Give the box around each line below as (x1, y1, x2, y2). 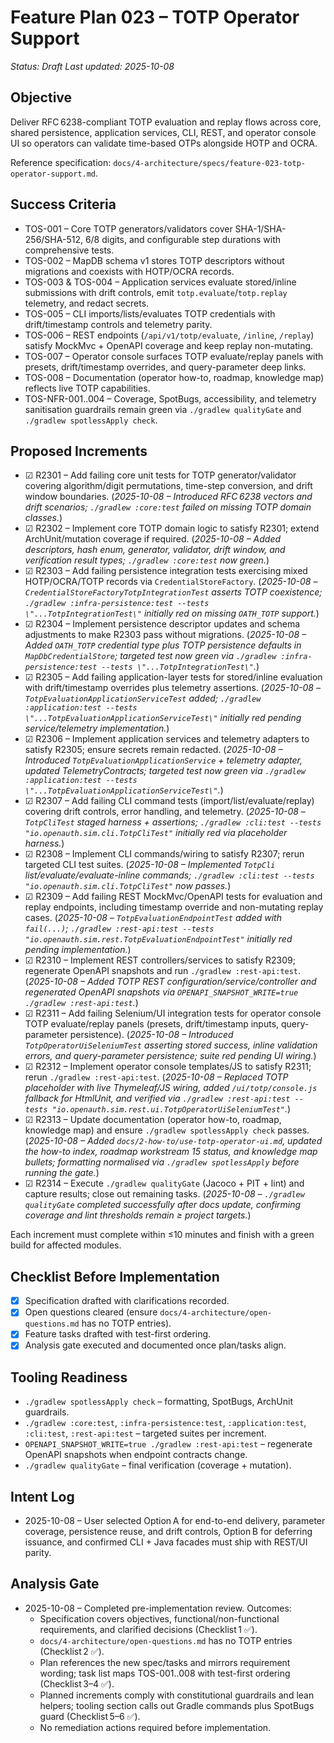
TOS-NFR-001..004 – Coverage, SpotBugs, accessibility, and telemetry (24, 392, 317, 405)
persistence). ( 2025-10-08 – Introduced (69, 1029, 234, 1041)
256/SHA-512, (24, 233, 83, 245)
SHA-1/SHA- (234, 222, 287, 235)
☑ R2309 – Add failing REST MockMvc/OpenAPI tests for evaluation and (24, 891, 323, 903)
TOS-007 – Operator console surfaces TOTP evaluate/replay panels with (24, 350, 324, 362)
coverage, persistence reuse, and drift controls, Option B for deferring (24, 1526, 313, 1538)
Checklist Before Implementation (10, 1268, 220, 1285)
